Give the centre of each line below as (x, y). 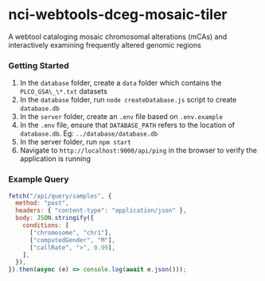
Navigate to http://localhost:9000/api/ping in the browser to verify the (138, 150)
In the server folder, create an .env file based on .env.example (121, 117)
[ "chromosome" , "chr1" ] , (70, 233)
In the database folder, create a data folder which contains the (121, 83)
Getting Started (39, 65)
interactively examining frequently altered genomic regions (105, 44)
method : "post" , (42, 203)
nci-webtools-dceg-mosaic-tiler (118, 15)
